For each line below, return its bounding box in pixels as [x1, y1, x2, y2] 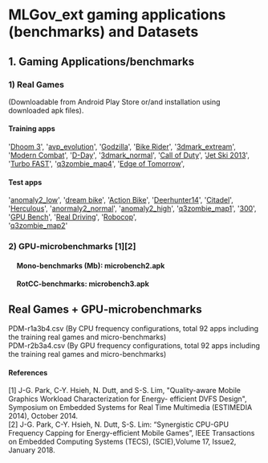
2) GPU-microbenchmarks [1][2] [8, 241, 136, 252]
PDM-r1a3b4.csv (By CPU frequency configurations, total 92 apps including [8, 324, 259, 334]
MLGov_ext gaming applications [8, 6, 226, 24]
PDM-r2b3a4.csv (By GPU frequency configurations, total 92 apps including [8, 341, 261, 350]
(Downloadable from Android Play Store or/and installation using [8, 96, 221, 106]
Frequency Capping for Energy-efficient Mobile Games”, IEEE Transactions [8, 428, 255, 438]
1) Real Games [8, 79, 64, 90]
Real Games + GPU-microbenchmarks [8, 302, 202, 316]
